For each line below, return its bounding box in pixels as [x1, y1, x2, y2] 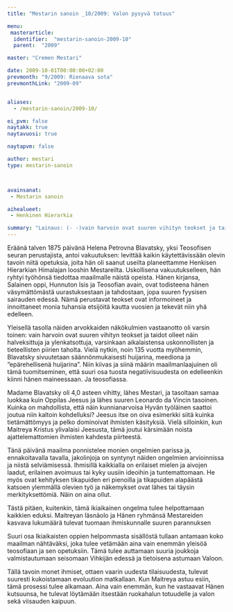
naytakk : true [7, 124, 49, 131]
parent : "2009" [13, 42, 60, 49]
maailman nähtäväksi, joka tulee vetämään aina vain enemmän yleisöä [7, 539, 207, 547]
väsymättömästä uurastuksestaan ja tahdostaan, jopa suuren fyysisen [7, 288, 207, 296]
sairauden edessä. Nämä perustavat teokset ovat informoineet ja [7, 296, 192, 303]
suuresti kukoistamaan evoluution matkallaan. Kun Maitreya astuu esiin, [7, 575, 211, 583]
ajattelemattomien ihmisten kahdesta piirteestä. [7, 433, 142, 441]
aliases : [7, 99, 33, 105]
